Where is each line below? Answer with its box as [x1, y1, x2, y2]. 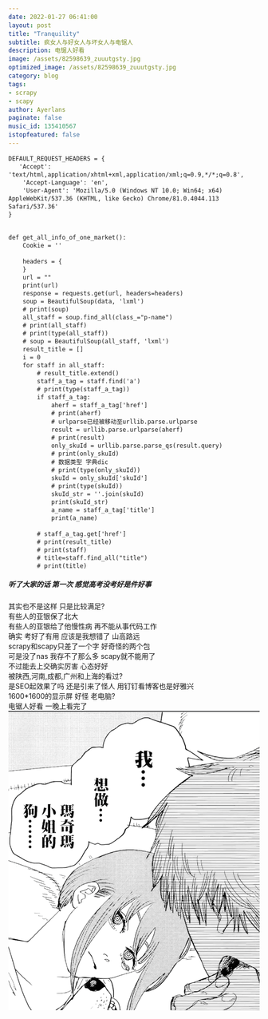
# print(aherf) [50, 409, 102, 417]
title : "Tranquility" [8, 30, 81, 38]
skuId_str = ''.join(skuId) [50, 490, 145, 498]
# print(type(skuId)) [50, 482, 124, 490]
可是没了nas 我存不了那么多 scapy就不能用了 [8, 651, 156, 660]
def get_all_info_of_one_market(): [8, 233, 127, 241]
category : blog [8, 72, 59, 80]
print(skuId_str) [50, 498, 109, 506]
